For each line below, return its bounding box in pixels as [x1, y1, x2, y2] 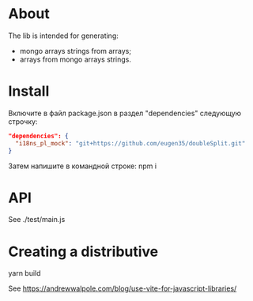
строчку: [8, 116, 38, 126]
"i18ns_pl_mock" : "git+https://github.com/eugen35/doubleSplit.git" [15, 139, 246, 147]
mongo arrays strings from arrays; [19, 46, 132, 55]
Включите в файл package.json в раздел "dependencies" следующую [8, 108, 242, 118]
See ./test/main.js [8, 215, 66, 224]
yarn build [8, 269, 41, 278]
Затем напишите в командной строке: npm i [8, 161, 157, 171]
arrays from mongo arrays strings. [19, 55, 132, 64]
